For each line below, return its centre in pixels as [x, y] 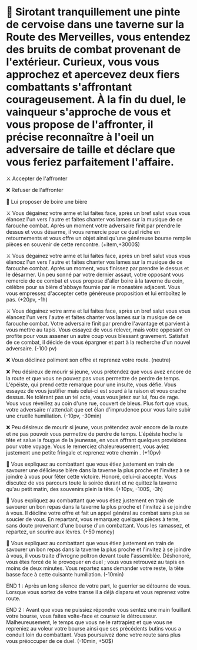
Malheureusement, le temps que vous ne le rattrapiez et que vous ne [89, 622]
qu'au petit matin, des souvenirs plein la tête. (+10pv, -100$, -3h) [85, 489]
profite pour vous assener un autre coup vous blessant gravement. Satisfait [97, 336]
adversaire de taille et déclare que [91, 150]
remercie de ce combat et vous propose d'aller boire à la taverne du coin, [95, 281]
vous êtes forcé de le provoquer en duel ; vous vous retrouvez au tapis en [96, 562]
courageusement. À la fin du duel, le [96, 100]
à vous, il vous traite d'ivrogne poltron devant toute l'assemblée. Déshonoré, [98, 555]
